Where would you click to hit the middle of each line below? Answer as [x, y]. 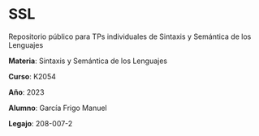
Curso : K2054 [32, 76]
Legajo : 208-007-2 [41, 123]
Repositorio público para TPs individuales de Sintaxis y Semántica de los [130, 36]
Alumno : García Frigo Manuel [58, 108]
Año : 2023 [26, 92]
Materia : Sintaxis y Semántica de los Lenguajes [88, 61]
